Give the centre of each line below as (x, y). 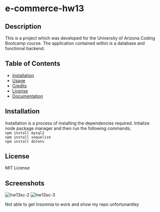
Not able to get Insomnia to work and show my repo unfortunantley (72, 204)
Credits (19, 86)
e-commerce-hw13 (44, 9)
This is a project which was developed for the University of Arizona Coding (80, 38)
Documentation (27, 96)
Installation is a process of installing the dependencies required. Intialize (77, 123)
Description (23, 26)
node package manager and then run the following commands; (68, 128)
